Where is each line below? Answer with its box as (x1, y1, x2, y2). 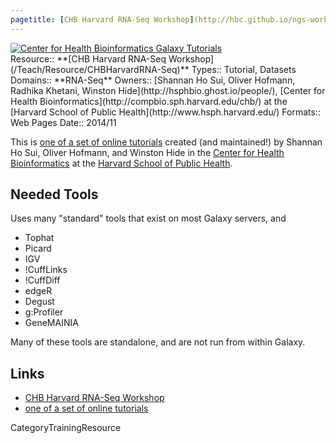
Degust (24, 296, 55, 308)
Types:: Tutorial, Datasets (191, 63, 297, 75)
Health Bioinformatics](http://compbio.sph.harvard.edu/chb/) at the (10, 95, 288, 107)
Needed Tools (10, 186, 99, 203)
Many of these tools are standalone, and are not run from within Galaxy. (10, 336, 306, 348)
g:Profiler (24, 306, 64, 318)
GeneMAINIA (24, 317, 79, 329)
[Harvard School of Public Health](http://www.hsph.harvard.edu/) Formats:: (10, 106, 321, 118)
